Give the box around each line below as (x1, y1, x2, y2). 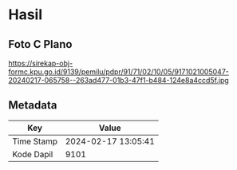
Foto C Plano (8, 38, 73, 51)
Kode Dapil (12, 148, 53, 160)
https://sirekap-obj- (8, 58, 73, 68)
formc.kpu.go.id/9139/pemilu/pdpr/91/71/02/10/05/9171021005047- (8, 67, 229, 77)
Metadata (8, 98, 57, 113)
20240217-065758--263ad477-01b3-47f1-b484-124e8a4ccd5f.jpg (8, 76, 229, 85)
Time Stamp (12, 136, 58, 147)
